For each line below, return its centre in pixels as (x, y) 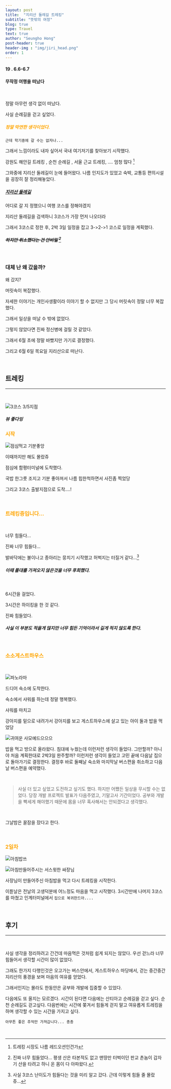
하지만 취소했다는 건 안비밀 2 (33, 239)
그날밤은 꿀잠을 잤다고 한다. (33, 822)
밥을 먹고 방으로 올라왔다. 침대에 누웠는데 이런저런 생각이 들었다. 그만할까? (79, 749)
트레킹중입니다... (25, 514)
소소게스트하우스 (25, 656)
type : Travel (19, 29)
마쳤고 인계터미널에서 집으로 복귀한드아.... (52, 898)
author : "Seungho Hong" (31, 39)
